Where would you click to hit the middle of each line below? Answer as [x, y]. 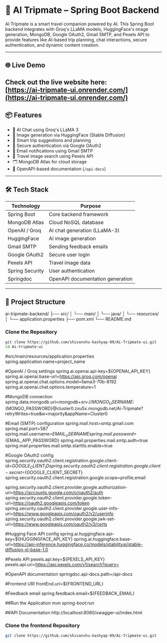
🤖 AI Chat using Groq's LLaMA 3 [45, 130]
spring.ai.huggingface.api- [87, 534]
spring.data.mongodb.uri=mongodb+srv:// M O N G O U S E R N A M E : [70, 403]
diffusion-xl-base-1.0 [27, 549]
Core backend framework [79, 214]
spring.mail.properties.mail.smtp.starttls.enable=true [59, 445]
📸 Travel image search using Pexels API [53, 156]
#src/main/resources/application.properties [50, 357]
